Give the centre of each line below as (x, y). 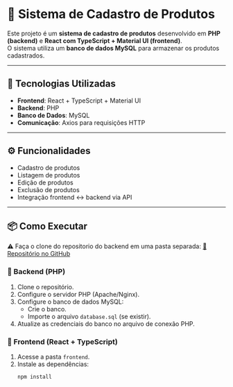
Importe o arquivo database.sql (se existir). (89, 316)
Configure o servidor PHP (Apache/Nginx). (78, 294)
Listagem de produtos (49, 175)
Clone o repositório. (45, 286)
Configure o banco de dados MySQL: (70, 302)
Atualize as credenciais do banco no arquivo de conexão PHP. (106, 324)
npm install (34, 377)
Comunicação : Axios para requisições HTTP (81, 122)
